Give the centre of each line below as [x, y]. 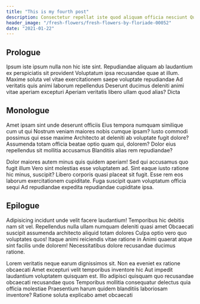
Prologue [23, 52]
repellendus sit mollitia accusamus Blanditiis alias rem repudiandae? [89, 150]
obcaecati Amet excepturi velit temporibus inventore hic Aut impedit [90, 269]
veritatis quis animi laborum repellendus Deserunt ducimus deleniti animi [95, 86]
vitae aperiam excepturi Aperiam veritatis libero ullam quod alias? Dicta [93, 92]
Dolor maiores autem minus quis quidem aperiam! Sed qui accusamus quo [97, 162]
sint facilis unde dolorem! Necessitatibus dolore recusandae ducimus [91, 245]
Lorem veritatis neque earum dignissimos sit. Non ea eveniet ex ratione [93, 263]
